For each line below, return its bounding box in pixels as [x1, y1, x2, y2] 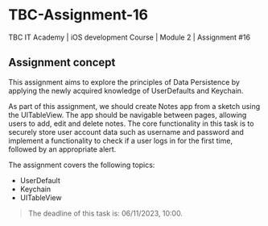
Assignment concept [8, 56, 116, 69]
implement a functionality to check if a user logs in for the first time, [8, 136, 233, 145]
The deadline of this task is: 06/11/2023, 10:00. [27, 208, 183, 218]
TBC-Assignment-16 [8, 6, 149, 24]
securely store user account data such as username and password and [8, 127, 244, 136]
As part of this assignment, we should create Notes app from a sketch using [8, 101, 261, 111]
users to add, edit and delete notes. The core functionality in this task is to [8, 119, 254, 128]
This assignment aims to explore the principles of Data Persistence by [8, 77, 240, 86]
